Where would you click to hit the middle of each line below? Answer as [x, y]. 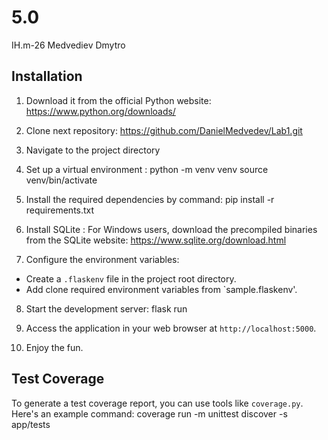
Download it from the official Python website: [118, 100]
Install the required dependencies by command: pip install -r [150, 199]
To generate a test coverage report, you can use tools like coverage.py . [157, 403]
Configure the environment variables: [102, 259]
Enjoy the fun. [54, 347]
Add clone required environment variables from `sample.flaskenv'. [161, 289]
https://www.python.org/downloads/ [100, 111]
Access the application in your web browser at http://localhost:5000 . [171, 328]
